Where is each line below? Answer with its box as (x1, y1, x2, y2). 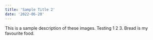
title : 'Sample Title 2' (5, 7, 55, 12)
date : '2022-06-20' (5, 12, 45, 17)
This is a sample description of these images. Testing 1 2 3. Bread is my (5, 25, 148, 31)
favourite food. (5, 30, 35, 36)
